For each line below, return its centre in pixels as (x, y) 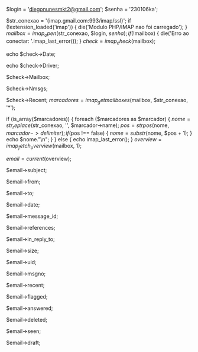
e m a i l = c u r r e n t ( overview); (39, 158)
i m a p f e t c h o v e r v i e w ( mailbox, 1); (44, 147)
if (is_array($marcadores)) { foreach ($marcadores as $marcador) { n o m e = (98, 119)
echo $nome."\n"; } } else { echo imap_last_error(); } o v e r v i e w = (84, 139)
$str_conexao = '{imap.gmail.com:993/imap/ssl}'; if (69, 20)
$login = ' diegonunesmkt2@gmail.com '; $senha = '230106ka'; (82, 9)
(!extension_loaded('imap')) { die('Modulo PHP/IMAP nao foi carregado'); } (97, 27)
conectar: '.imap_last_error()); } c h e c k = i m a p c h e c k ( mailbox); (81, 42)
